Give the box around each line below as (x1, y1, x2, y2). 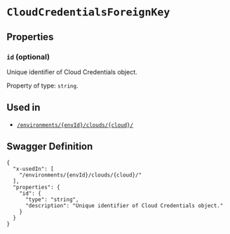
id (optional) (6, 52, 50, 62)
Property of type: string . (6, 81, 79, 90)
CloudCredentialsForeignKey (6, 6, 170, 19)
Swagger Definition (6, 141, 93, 153)
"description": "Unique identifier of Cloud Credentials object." (25, 202, 224, 209)
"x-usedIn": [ (13, 165, 54, 172)
